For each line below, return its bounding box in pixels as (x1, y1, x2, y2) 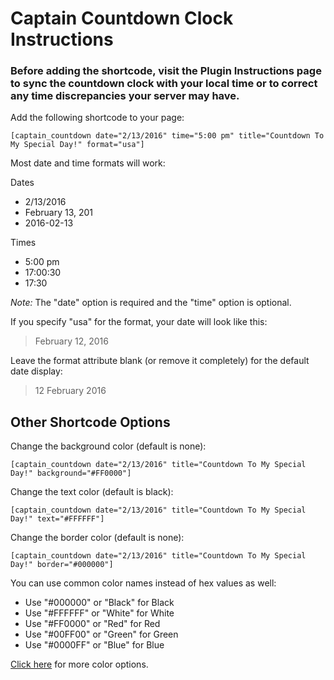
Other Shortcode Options (10, 413, 171, 431)
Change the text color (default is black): (10, 486, 174, 498)
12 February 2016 (34, 385, 107, 397)
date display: (10, 365, 63, 377)
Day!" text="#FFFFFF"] (10, 514, 105, 524)
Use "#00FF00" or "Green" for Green (24, 628, 179, 641)
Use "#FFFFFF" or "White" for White (24, 607, 175, 619)
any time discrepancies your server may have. (10, 89, 240, 103)
